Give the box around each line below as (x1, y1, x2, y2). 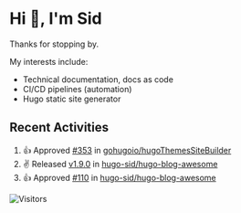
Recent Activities (9, 120, 110, 135)
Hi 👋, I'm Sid (9, 8, 102, 29)
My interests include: (9, 56, 89, 67)
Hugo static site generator (22, 93, 121, 104)
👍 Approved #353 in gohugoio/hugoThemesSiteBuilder (22, 144, 232, 155)
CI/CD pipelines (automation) (22, 83, 132, 94)
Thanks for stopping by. (9, 38, 99, 49)
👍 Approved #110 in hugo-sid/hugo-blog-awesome (22, 172, 216, 183)
